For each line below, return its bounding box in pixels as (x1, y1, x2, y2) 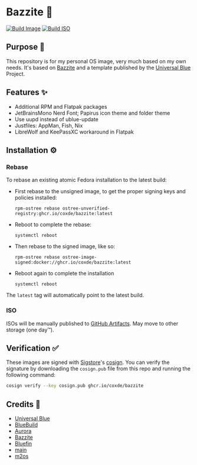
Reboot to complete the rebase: (14, 221, 92, 228)
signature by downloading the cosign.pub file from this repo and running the (6, 365, 191, 372)
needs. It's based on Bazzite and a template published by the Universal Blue (6, 64, 191, 71)
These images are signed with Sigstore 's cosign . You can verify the (6, 359, 170, 366)
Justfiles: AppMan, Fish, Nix (14, 122, 83, 129)
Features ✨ (6, 87, 48, 97)
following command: (6, 372, 56, 379)
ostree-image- (62, 254, 97, 261)
